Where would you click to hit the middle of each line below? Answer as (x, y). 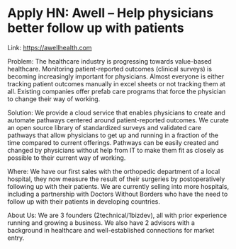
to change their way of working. (54, 99)
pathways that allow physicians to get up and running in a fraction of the (113, 135)
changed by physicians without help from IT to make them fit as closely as (116, 150)
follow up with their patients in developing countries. (84, 201)
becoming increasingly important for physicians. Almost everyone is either (116, 76)
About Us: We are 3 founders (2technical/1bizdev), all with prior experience (117, 215)
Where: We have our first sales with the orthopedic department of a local (114, 171)
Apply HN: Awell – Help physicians (111, 13)
